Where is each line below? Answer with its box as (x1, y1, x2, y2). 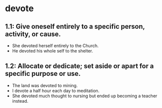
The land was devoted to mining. (12, 82, 78, 88)
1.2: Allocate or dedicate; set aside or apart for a (5, 62, 154, 71)
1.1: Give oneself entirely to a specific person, (5, 22, 145, 31)
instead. (12, 98, 29, 104)
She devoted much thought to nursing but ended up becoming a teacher (12, 93, 158, 99)
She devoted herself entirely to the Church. (12, 43, 99, 49)
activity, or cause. (5, 30, 61, 38)
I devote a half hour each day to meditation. (12, 88, 100, 93)
